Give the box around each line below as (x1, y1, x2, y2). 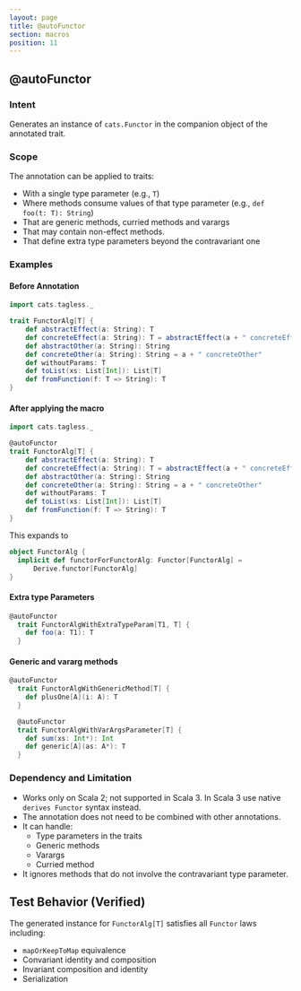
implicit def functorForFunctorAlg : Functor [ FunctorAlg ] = (17, 555, 243, 565)
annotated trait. (9, 127, 66, 139)
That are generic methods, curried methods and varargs (21, 217, 230, 228)
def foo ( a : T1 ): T (25, 629, 94, 638)
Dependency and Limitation (9, 772, 133, 785)
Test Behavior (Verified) (9, 894, 146, 909)
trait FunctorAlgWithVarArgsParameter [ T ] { (17, 726, 182, 735)
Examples (9, 258, 54, 271)
